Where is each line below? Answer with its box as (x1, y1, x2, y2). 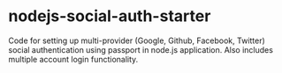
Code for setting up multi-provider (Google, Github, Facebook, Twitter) (8, 35, 266, 46)
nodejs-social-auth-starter (8, 6, 211, 26)
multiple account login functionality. (8, 54, 139, 64)
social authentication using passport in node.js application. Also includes (8, 44, 273, 55)
